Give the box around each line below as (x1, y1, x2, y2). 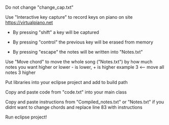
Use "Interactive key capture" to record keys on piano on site (5, 14, 133, 20)
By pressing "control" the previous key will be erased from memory (12, 39, 153, 45)
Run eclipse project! (5, 114, 47, 120)
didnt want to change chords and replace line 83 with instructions (5, 104, 143, 110)
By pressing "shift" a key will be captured (12, 29, 99, 35)
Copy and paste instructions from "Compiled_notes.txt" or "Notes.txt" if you (5, 99, 164, 105)
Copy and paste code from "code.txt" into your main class (5, 89, 127, 95)
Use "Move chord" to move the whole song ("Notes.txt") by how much (5, 59, 153, 65)
